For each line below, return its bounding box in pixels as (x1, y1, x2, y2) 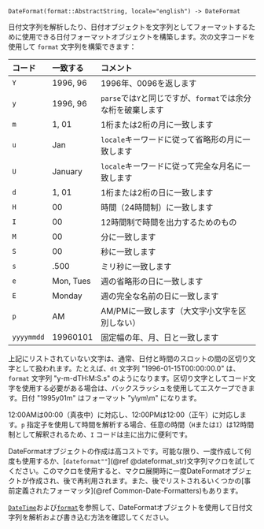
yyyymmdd (12, 333, 45, 341)
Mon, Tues (52, 276, 91, 286)
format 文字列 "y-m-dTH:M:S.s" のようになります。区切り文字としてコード (8, 374, 249, 382)
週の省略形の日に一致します (101, 276, 203, 287)
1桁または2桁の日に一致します (101, 188, 214, 198)
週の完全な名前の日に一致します (101, 291, 219, 301)
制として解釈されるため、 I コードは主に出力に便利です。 (8, 430, 192, 439)
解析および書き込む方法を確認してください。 (28, 512, 174, 522)
